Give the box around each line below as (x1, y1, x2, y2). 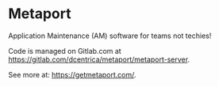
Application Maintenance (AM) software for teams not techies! (8, 31, 212, 40)
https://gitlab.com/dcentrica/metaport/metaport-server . (8, 55, 190, 64)
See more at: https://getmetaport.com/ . (8, 70, 136, 79)
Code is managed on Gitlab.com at (8, 46, 121, 55)
